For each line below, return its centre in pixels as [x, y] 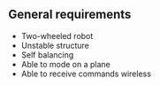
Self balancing [47, 55]
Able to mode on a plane [66, 64]
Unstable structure [55, 45]
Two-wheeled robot [57, 35]
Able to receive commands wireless [86, 74]
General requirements [70, 15]
